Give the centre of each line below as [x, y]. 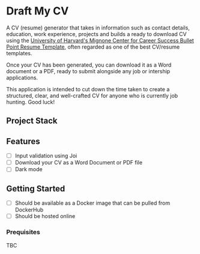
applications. [22, 77]
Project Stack [32, 121]
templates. [19, 53]
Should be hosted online [45, 216]
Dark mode [29, 169]
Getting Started [36, 188]
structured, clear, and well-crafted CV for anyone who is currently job [92, 95]
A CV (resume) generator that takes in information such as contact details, [98, 28]
